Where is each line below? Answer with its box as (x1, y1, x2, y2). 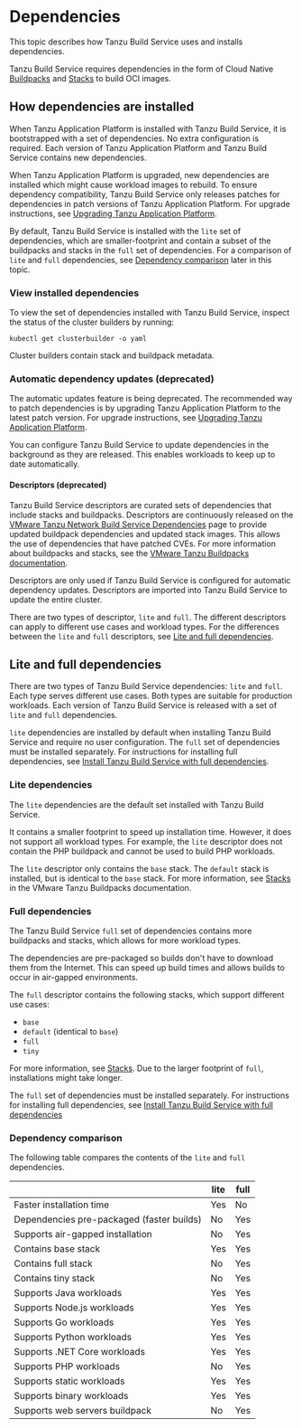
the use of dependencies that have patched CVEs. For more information (9, 538, 277, 549)
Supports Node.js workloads (14, 1301, 134, 1314)
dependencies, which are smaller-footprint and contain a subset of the (9, 235, 271, 246)
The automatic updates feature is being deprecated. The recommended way (9, 393, 293, 404)
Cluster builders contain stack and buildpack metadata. (9, 350, 215, 361)
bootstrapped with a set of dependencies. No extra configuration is (9, 133, 260, 144)
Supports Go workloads (14, 1316, 114, 1329)
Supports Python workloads (14, 1331, 133, 1344)
